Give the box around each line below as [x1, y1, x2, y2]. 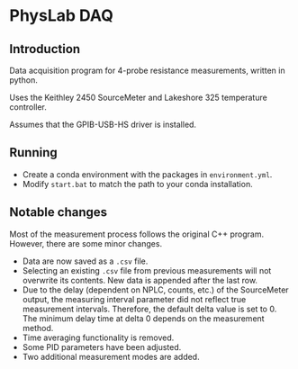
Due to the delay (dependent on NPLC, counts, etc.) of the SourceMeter [22, 284, 290, 295]
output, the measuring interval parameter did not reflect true [22, 293, 247, 304]
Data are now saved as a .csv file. [22, 256, 149, 266]
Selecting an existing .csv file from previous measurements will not [22, 265, 272, 275]
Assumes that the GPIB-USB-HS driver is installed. [9, 119, 196, 130]
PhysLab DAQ [9, 5, 114, 26]
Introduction [9, 41, 81, 57]
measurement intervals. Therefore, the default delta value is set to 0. [22, 303, 277, 314]
